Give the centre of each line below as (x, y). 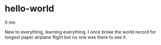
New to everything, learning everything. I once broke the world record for (80, 32)
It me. (11, 22)
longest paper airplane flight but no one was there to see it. (66, 37)
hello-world (30, 9)
